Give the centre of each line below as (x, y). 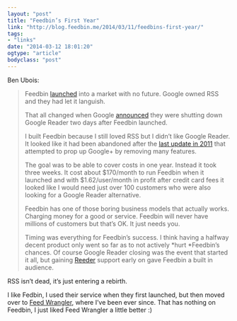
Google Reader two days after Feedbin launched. (96, 122)
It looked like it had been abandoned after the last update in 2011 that (125, 144)
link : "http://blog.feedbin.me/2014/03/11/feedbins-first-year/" (105, 27)
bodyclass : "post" (34, 60)
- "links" (22, 40)
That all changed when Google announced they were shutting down (123, 115)
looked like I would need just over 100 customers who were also (117, 187)
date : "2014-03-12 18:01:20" (50, 47)
